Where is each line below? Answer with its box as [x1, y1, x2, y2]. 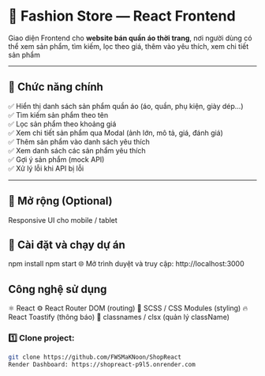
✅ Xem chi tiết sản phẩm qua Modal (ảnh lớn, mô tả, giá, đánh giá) [8, 128, 223, 137]
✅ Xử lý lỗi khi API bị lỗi [8, 164, 84, 173]
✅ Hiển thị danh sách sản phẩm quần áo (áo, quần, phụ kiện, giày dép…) [8, 101, 244, 111]
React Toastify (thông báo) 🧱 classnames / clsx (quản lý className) [8, 312, 230, 322]
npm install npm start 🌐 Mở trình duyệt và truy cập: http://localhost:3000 [8, 259, 244, 269]
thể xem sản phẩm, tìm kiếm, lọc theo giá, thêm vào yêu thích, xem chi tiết [8, 41, 249, 51]
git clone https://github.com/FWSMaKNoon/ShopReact [8, 353, 181, 362]
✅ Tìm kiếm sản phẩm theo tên [8, 110, 109, 119]
